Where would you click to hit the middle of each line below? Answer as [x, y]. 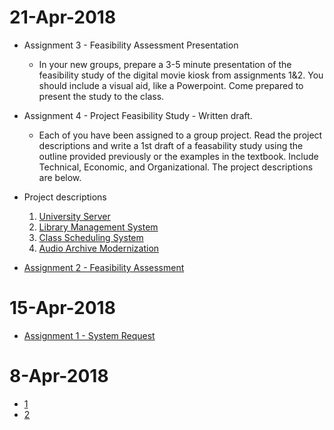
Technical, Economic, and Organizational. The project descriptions [176, 167]
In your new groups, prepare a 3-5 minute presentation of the [165, 64]
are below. [60, 177]
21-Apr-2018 [63, 17]
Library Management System [98, 227]
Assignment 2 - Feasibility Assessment [104, 267]
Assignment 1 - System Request [89, 335]
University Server [74, 216]
